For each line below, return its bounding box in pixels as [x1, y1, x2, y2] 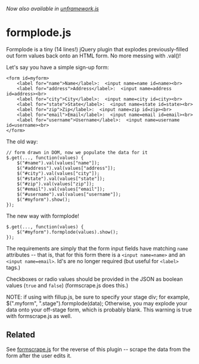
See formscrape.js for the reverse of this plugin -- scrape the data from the [6, 345, 191, 353]
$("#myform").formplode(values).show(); [17, 229, 119, 235]
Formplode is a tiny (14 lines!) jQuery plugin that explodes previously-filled [6, 45, 189, 53]
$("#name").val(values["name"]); [17, 160, 100, 166]
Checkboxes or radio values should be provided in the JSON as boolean [6, 275, 183, 283]
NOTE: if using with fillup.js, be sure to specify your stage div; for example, [6, 293, 190, 301]
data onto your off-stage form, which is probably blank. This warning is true [6, 306, 192, 313]
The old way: [6, 137, 38, 145]
